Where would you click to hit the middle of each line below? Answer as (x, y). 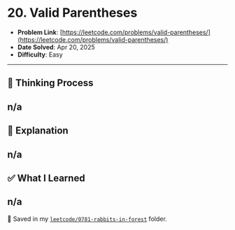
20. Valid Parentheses (72, 13)
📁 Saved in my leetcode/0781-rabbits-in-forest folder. (87, 219)
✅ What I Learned (46, 178)
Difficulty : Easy (40, 55)
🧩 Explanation (38, 131)
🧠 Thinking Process (50, 83)
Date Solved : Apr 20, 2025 (56, 47)
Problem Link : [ (40, 32)
